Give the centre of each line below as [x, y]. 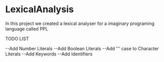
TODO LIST [17, 39]
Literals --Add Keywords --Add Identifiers [49, 54]
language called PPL [27, 28]
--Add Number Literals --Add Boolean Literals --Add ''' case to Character [82, 48]
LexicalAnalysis [39, 9]
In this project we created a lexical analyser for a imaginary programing [80, 23]
